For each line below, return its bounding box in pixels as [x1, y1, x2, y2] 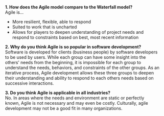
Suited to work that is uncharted [12, 24, 77, 30]
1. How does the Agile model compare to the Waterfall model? [5, 4, 133, 10]
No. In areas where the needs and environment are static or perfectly [5, 95, 144, 101]
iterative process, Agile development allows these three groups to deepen [5, 70, 154, 75]
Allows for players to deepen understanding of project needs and [12, 29, 144, 35]
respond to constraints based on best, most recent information [12, 34, 139, 40]
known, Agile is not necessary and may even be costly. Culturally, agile [5, 100, 148, 106]
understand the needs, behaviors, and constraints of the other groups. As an [5, 65, 160, 70]
